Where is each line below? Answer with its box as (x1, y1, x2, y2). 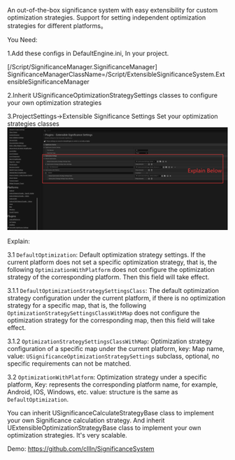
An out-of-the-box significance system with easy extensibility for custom (7, 6, 218, 14)
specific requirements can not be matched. (7, 359, 131, 368)
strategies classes (7, 120, 59, 128)
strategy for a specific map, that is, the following (7, 301, 147, 310)
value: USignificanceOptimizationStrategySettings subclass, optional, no (7, 352, 220, 361)
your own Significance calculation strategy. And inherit (7, 416, 165, 425)
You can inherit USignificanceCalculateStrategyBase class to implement (7, 409, 215, 417)
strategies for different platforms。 (7, 22, 107, 30)
